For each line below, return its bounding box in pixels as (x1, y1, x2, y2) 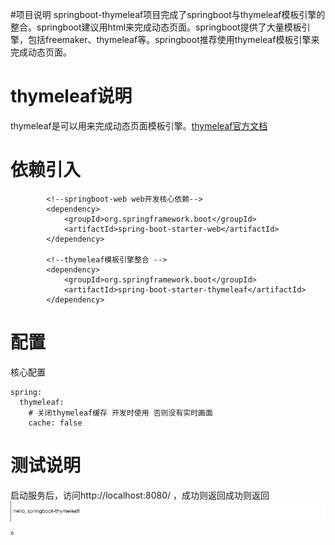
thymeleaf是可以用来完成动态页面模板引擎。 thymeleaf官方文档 (10, 119, 268, 132)
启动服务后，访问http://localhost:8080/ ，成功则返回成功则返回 (10, 489, 270, 501)
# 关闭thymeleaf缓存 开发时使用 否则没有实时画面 (28, 408, 213, 418)
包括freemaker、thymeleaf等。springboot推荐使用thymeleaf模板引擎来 (27, 34, 320, 45)
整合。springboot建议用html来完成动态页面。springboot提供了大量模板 (10, 21, 302, 33)
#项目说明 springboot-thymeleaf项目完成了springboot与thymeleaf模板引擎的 (10, 9, 326, 20)
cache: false (28, 418, 83, 428)
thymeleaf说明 (10, 85, 133, 108)
